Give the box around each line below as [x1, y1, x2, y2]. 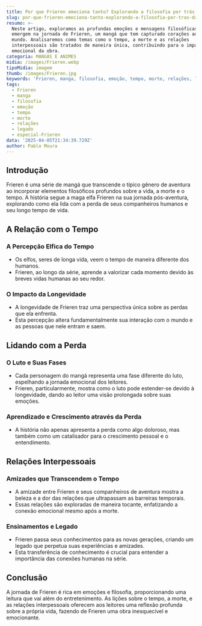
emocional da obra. [11, 48, 61, 54]
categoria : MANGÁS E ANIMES [6, 54, 77, 60]
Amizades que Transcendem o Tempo [6, 474, 119, 483]
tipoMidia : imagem [6, 64, 52, 71]
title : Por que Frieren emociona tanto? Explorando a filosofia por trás [6, 8, 195, 15]
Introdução [6, 165, 49, 176]
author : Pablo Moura [6, 143, 58, 149]
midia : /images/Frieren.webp [6, 59, 79, 65]
